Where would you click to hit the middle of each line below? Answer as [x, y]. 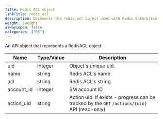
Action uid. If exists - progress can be [112, 97]
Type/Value [51, 58]
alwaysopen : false [24, 28]
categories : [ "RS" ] [25, 32]
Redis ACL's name [90, 74]
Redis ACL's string [90, 82]
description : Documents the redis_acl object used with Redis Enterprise [81, 18]
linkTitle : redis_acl [27, 14]
